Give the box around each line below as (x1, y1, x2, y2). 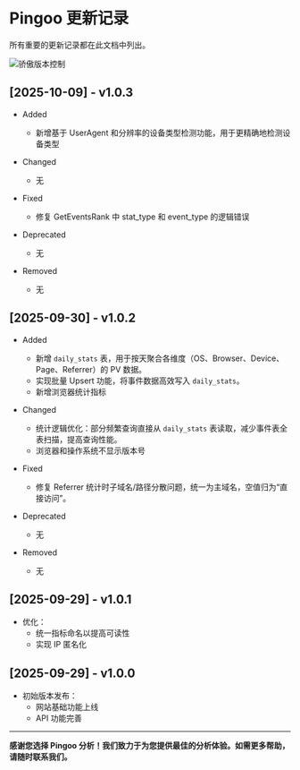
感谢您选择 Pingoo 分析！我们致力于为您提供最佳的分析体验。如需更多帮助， (9, 740, 290, 751)
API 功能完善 (35, 713, 82, 723)
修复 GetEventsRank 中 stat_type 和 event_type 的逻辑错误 (35, 211, 250, 222)
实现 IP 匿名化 (35, 639, 87, 650)
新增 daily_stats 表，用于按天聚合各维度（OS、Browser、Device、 (35, 353, 284, 364)
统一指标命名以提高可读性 (35, 628, 130, 638)
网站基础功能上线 (35, 702, 99, 713)
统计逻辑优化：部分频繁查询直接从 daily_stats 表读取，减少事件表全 (35, 423, 288, 433)
